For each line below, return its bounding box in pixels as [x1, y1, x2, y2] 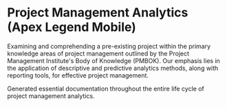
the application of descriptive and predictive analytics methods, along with [7, 64, 219, 72]
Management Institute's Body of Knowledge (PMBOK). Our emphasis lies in [7, 56, 220, 64]
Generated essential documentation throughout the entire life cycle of [7, 84, 205, 93]
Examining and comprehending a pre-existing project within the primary [7, 42, 211, 50]
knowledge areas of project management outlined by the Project [7, 49, 190, 58]
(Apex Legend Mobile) [7, 19, 136, 35]
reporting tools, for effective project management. [7, 71, 149, 80]
